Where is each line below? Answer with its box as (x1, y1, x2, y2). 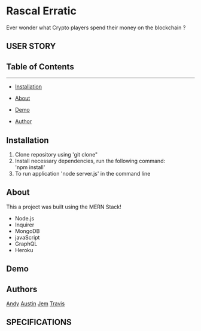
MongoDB (14, 227, 40, 234)
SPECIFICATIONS (6, 317, 72, 327)
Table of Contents (6, 62, 75, 72)
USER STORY (6, 41, 56, 51)
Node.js (14, 214, 35, 222)
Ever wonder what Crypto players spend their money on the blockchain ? (6, 24, 186, 31)
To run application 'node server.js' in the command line (14, 170, 151, 177)
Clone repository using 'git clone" (14, 151, 98, 158)
